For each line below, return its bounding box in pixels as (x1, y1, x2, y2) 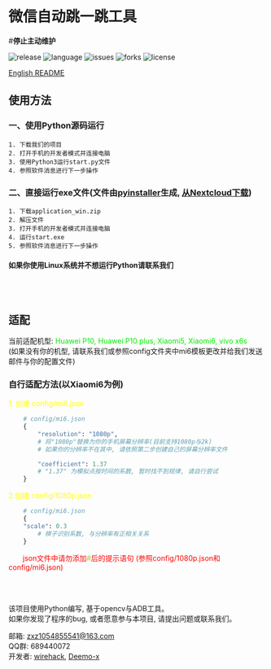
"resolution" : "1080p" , (37, 430, 118, 438)
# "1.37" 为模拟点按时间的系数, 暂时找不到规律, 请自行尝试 (37, 467, 218, 476)
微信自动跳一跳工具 (8, 7, 138, 26)
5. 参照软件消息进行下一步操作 (8, 242, 99, 250)
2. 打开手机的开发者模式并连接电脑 (8, 149, 111, 157)
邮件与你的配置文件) (8, 356, 76, 366)
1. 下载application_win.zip (8, 207, 102, 216)
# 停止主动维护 (8, 36, 56, 46)
